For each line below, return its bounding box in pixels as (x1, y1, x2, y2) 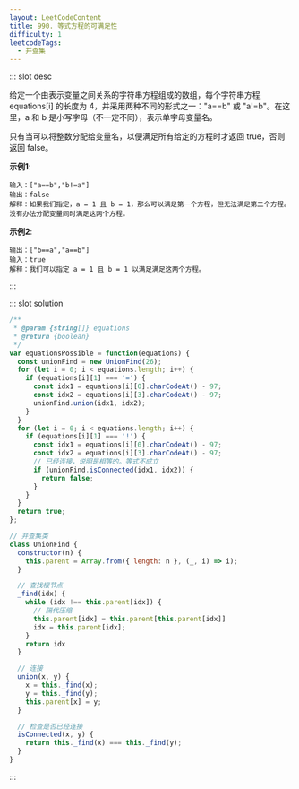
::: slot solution (9, 298, 64, 309)
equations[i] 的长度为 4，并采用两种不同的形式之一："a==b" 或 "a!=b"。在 (9, 100, 283, 112)
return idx (25, 639, 66, 648)
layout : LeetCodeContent (9, 13, 102, 22)
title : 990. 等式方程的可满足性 (9, 22, 118, 30)
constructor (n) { (17, 548, 82, 557)
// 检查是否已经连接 (17, 722, 83, 731)
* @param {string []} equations (13, 324, 130, 333)
